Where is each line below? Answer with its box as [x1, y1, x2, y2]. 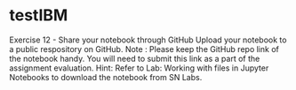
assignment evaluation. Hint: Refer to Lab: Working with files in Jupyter [9, 63, 269, 73]
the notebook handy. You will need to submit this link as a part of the [9, 53, 260, 64]
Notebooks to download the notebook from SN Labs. [9, 71, 203, 82]
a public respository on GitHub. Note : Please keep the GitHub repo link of [9, 43, 280, 54]
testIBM [9, 5, 68, 26]
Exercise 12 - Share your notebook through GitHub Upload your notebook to [9, 34, 287, 45]
